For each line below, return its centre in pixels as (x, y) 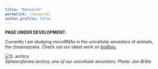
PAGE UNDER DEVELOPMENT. (36, 33)
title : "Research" (24, 9)
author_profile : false (28, 18)
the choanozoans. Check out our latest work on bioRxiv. (61, 47)
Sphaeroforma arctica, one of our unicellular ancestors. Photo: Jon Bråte (78, 62)
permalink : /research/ (28, 14)
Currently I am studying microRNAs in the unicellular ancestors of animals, (79, 42)
